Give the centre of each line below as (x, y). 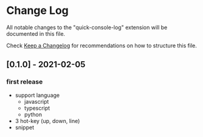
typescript (37, 108)
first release (25, 82)
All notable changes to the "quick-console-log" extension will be (87, 27)
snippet (25, 127)
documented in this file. (36, 33)
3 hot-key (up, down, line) (47, 121)
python (33, 114)
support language (37, 95)
